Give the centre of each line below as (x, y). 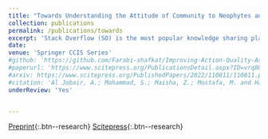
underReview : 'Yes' (41, 90)
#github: (23, 61)
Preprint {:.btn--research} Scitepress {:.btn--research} (96, 127)
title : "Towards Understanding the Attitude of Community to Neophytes (130, 16)
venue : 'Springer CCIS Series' (60, 53)
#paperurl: (26, 68)
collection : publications (51, 23)
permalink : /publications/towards (66, 30)
